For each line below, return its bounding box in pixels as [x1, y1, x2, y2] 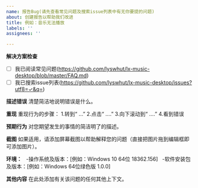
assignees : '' [6, 31, 41, 37]
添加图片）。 [11, 143, 40, 150]
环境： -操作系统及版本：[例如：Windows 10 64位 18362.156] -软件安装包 [6, 155, 191, 163]
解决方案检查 [6, 53, 37, 60]
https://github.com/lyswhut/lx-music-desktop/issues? [60, 79, 193, 86]
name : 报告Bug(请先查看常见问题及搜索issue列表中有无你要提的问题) [6, 8, 155, 15]
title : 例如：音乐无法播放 [6, 20, 65, 25]
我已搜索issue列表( [14, 79, 61, 86]
